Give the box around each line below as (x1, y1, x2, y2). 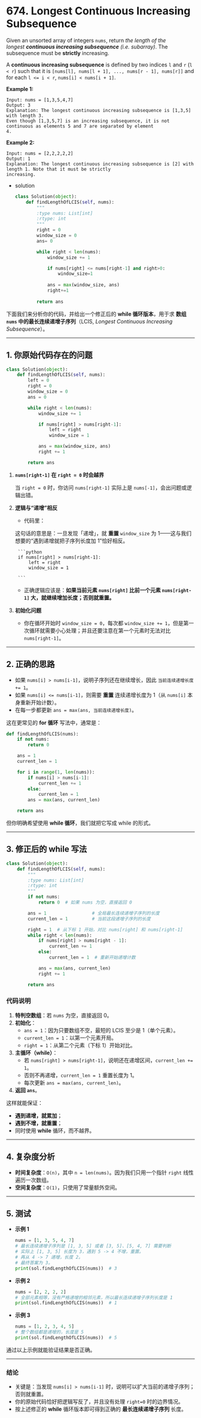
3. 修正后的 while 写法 (6, 844, 87, 855)
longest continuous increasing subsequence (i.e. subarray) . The (6, 43, 168, 50)
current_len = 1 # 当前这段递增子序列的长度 (28, 916, 151, 922)
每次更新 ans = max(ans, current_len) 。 (23, 1079, 124, 1086)
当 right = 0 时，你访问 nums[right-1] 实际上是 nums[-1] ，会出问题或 (14, 484, 187, 491)
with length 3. (6, 113, 44, 119)
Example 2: (6, 139, 35, 146)
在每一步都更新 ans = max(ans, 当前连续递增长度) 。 (14, 706, 138, 713)
